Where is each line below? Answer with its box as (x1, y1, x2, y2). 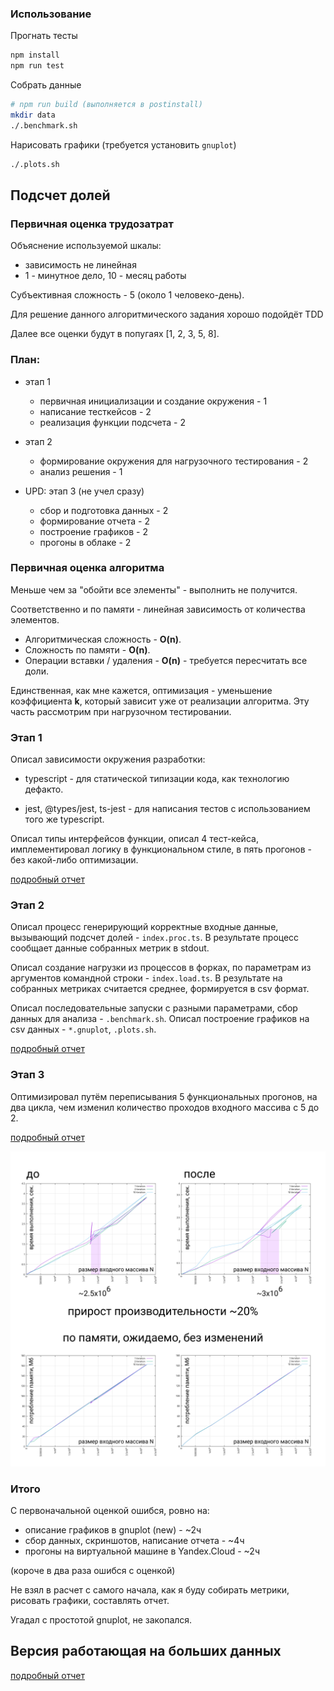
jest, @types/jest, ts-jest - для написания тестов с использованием (24, 803, 311, 815)
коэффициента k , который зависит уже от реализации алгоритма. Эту (10, 695, 310, 707)
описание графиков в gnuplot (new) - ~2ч (24, 1524, 202, 1536)
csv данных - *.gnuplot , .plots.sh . (10, 1023, 157, 1036)
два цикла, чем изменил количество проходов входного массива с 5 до (10, 1101, 320, 1113)
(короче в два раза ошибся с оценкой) (10, 1565, 176, 1577)
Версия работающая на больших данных (10, 1643, 282, 1660)
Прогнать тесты (10, 30, 78, 42)
